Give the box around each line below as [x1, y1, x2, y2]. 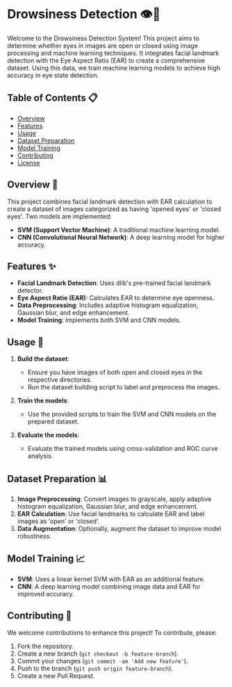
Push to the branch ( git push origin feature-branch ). [17, 664, 174, 672]
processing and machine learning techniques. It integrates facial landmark [7, 49, 219, 57]
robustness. [17, 532, 52, 540]
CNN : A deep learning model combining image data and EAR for [17, 582, 201, 590]
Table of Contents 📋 [7, 92, 99, 104]
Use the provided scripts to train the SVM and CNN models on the [27, 410, 217, 419]
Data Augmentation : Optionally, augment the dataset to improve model [17, 525, 222, 532]
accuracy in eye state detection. [7, 71, 99, 79]
